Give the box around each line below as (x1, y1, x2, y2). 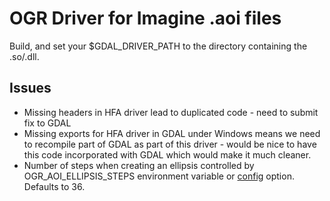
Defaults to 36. (23, 180, 86, 192)
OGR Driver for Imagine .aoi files (9, 7, 282, 30)
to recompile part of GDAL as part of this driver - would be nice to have (23, 138, 317, 150)
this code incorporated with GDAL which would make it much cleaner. (23, 148, 312, 161)
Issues (9, 80, 52, 97)
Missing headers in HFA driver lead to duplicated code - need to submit (23, 106, 319, 118)
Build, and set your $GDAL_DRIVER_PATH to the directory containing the (9, 40, 308, 52)
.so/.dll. (9, 50, 40, 62)
